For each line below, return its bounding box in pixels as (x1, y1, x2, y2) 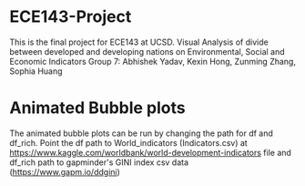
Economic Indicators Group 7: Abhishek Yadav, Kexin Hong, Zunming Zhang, (9, 56, 296, 67)
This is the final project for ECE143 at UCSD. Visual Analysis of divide (9, 36, 269, 47)
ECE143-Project (9, 6, 132, 27)
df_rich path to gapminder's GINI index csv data (9, 157, 189, 168)
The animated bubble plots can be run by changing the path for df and (9, 128, 273, 139)
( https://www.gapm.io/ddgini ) (9, 166, 121, 177)
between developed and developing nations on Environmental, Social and (9, 46, 285, 57)
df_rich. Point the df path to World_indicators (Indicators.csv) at (9, 137, 248, 148)
